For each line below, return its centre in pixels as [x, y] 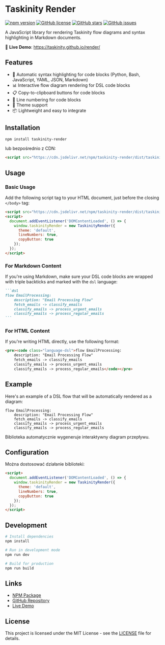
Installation [23, 128]
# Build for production [29, 563]
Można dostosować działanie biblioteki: [45, 464]
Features [19, 63]
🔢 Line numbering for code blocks [46, 100]
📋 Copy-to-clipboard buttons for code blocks [59, 93]
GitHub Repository [31, 601]
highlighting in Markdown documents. [43, 37]
